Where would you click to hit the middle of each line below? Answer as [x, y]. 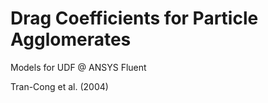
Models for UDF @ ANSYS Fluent [78, 67]
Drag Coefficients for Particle [134, 18]
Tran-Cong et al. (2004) [59, 86]
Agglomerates [71, 39]
